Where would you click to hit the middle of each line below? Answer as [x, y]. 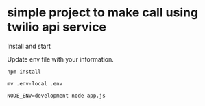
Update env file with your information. [61, 59]
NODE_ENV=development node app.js [57, 96]
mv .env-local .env [35, 83]
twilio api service [57, 27]
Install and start [29, 46]
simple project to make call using [103, 13]
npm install [24, 72]
